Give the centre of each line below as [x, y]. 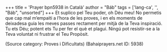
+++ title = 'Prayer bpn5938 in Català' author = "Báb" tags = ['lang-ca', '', [82, 7]
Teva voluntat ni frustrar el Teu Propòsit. [47, 34]
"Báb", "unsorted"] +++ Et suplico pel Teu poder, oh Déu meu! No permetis [83, 13]
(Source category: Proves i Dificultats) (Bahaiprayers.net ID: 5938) [74, 44]
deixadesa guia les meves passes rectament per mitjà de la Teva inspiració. [84, 23]
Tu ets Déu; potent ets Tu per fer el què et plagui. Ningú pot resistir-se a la [83, 29]
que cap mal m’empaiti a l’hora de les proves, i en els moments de [74, 18]
